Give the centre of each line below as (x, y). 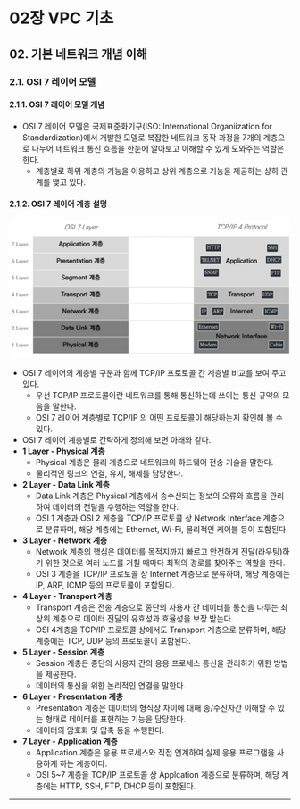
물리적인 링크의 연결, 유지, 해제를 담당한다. (109, 473)
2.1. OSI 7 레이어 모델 (53, 81)
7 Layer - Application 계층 (70, 741)
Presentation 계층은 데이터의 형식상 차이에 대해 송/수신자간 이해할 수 (155, 707)
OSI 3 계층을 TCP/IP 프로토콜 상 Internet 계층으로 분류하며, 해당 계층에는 (163, 573)
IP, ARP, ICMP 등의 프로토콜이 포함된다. (105, 585)
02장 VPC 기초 (62, 18)
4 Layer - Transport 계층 (67, 596)
